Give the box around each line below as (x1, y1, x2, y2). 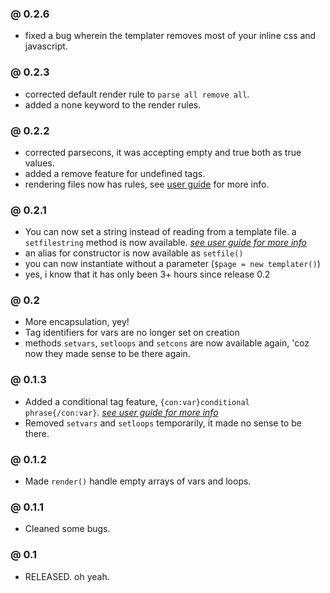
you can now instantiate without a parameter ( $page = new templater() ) (24, 258, 321, 270)
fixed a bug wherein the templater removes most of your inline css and (24, 30, 317, 42)
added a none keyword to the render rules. (24, 98, 202, 111)
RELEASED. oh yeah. (24, 570, 110, 582)
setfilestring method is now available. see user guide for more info (24, 237, 307, 249)
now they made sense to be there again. (24, 348, 191, 360)
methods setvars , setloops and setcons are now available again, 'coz (24, 337, 310, 349)
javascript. (24, 40, 68, 52)
